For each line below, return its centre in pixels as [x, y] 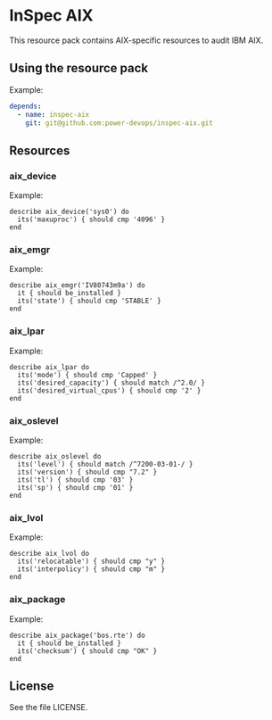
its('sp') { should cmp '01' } [75, 487]
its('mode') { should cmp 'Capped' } [87, 375]
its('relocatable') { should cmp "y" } [91, 562]
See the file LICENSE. [49, 708]
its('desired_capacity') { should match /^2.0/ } [111, 383]
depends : [25, 106]
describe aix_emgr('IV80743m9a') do [77, 286]
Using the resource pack [79, 68]
